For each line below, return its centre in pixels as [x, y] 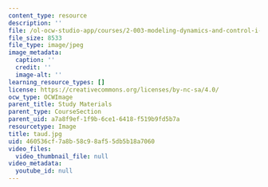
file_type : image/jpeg [46, 45]
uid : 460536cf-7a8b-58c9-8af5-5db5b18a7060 [82, 141]
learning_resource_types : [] [57, 82]
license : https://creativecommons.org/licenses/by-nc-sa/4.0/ [114, 90]
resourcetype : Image [43, 127]
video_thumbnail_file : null [62, 156]
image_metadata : [35, 53]
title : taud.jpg [35, 134]
